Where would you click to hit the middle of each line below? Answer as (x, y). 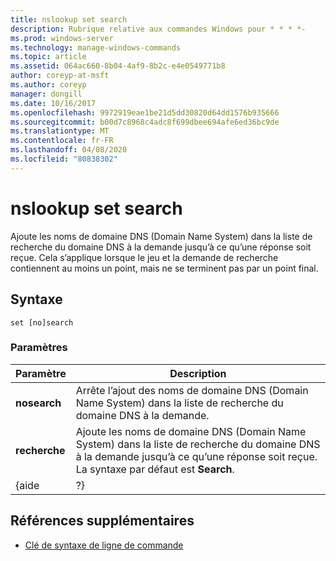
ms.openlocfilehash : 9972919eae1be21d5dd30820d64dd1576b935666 (145, 112)
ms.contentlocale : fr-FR (62, 141)
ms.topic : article (48, 57)
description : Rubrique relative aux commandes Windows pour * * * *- (158, 29)
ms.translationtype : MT (60, 131)
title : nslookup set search (69, 19)
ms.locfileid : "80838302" (64, 159)
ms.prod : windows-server (62, 38)
